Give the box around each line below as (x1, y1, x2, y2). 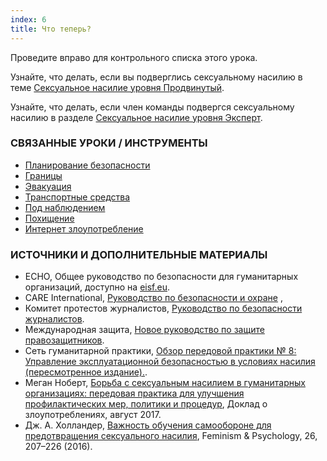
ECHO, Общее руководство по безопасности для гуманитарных (24, 271, 299, 283)
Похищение (24, 212, 75, 224)
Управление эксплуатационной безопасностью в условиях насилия (24, 356, 316, 368)
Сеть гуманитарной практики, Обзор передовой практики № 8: (24, 345, 297, 357)
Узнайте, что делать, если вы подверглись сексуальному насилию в (10, 71, 303, 83)
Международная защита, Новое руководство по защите (24, 324, 265, 336)
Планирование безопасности (24, 159, 151, 171)
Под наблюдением (24, 201, 106, 213)
